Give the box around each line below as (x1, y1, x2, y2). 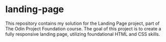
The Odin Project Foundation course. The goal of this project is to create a (5, 25, 161, 31)
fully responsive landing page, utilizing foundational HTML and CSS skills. (5, 31, 160, 37)
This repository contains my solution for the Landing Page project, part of (5, 20, 160, 26)
